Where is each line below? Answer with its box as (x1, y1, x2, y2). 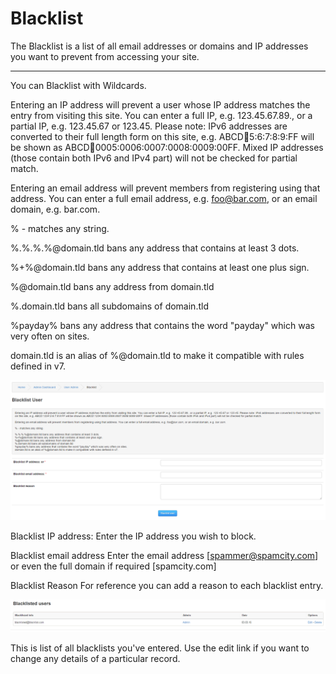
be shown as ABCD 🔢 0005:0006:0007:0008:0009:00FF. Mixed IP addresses (10, 141, 324, 153)
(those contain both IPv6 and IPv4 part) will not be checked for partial (10, 152, 298, 164)
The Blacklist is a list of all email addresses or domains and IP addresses (10, 40, 309, 52)
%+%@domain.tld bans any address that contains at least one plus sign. (10, 261, 310, 273)
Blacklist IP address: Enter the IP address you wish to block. (10, 530, 257, 542)
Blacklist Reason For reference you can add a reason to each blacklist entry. (10, 580, 324, 592)
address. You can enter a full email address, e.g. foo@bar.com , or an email (10, 192, 318, 204)
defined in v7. (10, 360, 66, 372)
